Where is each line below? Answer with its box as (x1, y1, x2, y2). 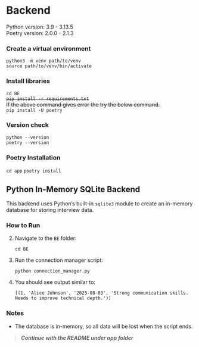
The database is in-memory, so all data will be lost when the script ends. (14, 323, 193, 330)
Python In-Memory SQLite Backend (6, 184, 141, 194)
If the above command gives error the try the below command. (6, 101, 160, 108)
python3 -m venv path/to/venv (6, 58, 82, 64)
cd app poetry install (6, 168, 61, 174)
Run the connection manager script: (14, 257, 103, 264)
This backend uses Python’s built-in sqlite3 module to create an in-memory (6, 200, 193, 207)
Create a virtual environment (6, 44, 91, 52)
